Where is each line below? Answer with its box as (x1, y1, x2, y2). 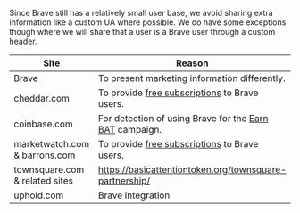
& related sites (13, 175, 74, 186)
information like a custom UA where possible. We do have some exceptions (9, 17, 287, 28)
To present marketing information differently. (97, 72, 286, 84)
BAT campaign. (97, 124, 162, 135)
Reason (175, 57, 209, 70)
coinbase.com (13, 118, 73, 130)
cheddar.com (13, 93, 70, 104)
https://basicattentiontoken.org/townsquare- (97, 164, 287, 176)
